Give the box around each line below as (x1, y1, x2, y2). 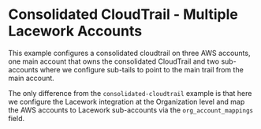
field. (8, 113, 25, 123)
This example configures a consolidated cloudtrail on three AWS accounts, (8, 48, 251, 57)
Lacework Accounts (8, 22, 143, 40)
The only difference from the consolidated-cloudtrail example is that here (8, 88, 252, 98)
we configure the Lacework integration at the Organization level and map (8, 97, 245, 106)
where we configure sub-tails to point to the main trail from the (39, 64, 244, 74)
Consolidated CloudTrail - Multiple (8, 6, 238, 24)
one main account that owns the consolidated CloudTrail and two (8, 57, 219, 66)
